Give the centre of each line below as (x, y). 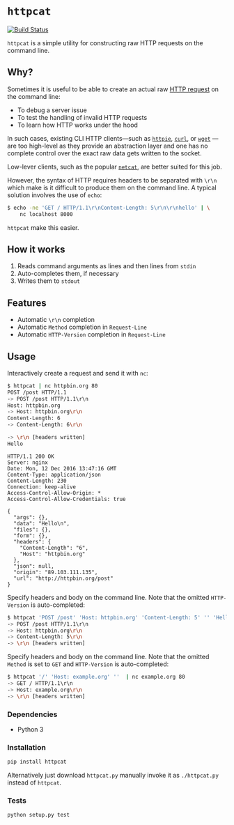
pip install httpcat (37, 762)
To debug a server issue (52, 110)
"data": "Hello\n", (42, 523)
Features (27, 303)
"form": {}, (31, 535)
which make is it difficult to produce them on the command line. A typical (112, 187)
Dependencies (32, 714)
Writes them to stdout (48, 281)
